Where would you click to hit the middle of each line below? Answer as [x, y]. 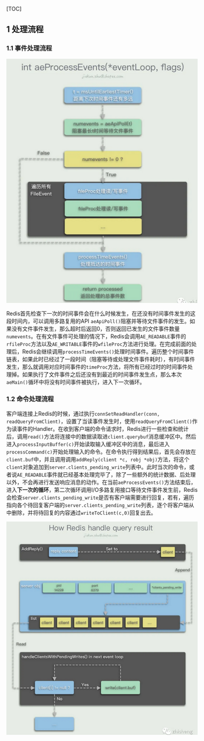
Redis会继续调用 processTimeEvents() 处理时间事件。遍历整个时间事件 [108, 351]
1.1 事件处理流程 [29, 48]
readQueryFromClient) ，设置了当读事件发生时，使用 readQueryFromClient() [99, 421]
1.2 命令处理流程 [30, 399]
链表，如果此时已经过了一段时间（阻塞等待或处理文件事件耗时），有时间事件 [101, 359]
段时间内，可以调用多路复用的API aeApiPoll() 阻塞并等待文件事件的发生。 [98, 321]
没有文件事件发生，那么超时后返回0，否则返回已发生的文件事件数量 [96, 328]
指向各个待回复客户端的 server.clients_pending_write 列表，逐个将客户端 [98, 505]
